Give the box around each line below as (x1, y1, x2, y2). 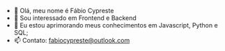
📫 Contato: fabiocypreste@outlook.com (13, 37, 130, 44)
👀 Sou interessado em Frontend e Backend (13, 14, 137, 22)
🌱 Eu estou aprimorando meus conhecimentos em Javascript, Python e (13, 21, 218, 29)
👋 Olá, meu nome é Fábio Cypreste (13, 7, 114, 14)
